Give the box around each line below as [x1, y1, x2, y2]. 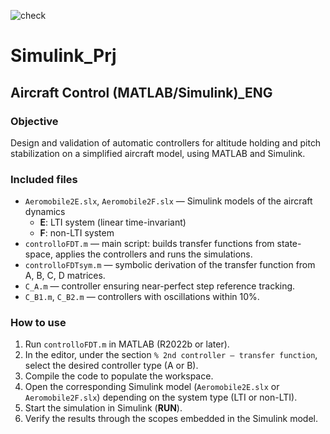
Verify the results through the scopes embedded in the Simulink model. [24, 413, 318, 425]
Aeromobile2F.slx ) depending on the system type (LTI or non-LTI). [24, 391, 298, 404]
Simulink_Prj [10, 45, 117, 67]
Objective [10, 114, 59, 128]
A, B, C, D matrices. [24, 270, 106, 282]
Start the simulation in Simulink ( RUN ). [24, 402, 183, 414]
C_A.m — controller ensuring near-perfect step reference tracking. [24, 280, 296, 292]
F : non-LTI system [39, 227, 115, 239]
